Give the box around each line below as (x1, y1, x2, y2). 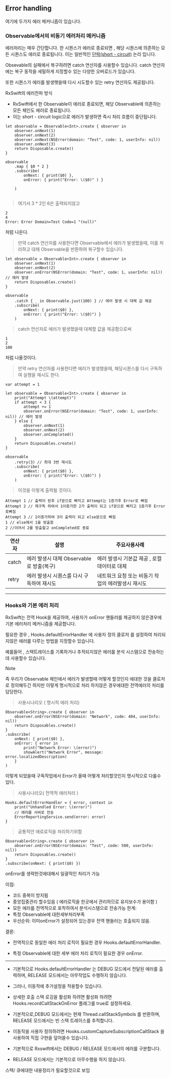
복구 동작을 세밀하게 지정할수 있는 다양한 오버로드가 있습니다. (14, 68, 136, 74)
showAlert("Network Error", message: (23, 750, 103, 755)
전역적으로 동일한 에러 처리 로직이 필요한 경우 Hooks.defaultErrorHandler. (12, 939, 161, 945)
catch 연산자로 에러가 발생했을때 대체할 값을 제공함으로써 (17, 326, 132, 332)
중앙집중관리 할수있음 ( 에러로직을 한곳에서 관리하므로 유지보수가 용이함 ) (12, 899, 158, 905)
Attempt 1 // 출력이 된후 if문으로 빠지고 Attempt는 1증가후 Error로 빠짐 (5, 498, 148, 504)
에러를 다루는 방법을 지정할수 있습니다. (18, 638, 95, 644)
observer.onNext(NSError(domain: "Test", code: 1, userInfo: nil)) (14, 137, 160, 142)
